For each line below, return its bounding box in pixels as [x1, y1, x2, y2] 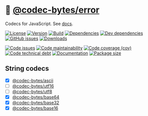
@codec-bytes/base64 [12, 94, 60, 100]
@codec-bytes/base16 [12, 105, 59, 111]
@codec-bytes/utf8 [12, 88, 53, 94]
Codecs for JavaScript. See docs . [5, 21, 73, 27]
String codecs [5, 64, 49, 73]
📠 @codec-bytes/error [5, 4, 100, 16]
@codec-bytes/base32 [12, 100, 59, 105]
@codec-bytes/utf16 [12, 83, 54, 89]
